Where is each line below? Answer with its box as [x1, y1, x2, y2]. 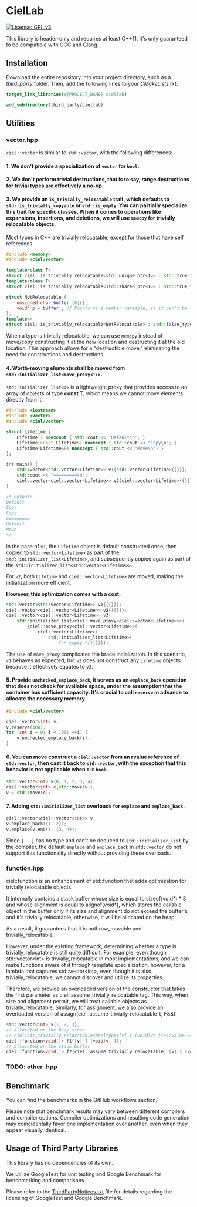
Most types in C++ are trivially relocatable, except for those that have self [6, 234, 184, 241]
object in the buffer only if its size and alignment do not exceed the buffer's [6, 908, 188, 915]
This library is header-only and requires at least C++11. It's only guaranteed [6, 35, 188, 42]
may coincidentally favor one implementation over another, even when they [6, 1120, 188, 1128]
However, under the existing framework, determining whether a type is [6, 943, 177, 950]
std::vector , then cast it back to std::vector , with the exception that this [6, 759, 186, 767]
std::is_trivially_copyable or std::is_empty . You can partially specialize [6, 201, 188, 209]
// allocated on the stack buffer [6, 1043, 91, 1049]
